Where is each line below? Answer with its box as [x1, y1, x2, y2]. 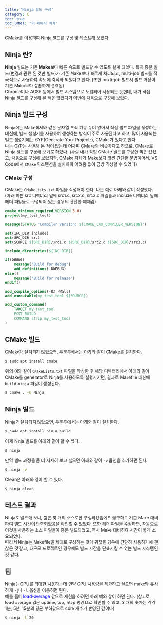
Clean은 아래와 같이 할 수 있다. [5, 476, 63, 482]
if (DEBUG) [5, 258, 25, 262]
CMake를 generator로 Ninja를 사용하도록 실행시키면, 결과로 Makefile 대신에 [5, 374, 150, 380]
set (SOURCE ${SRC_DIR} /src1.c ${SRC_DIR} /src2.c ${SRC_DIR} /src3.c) [5, 240, 147, 245]
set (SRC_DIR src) [5, 235, 40, 240]
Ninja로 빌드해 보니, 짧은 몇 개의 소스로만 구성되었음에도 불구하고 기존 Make [5, 515, 149, 521]
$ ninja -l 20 [5, 615, 34, 621]
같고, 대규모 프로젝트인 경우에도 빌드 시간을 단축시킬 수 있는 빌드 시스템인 [19, 545, 158, 551]
